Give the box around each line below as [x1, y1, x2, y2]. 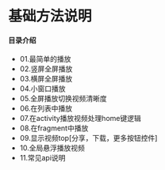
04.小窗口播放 [19, 84, 66, 93]
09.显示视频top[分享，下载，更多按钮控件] [19, 134, 158, 143]
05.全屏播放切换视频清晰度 [19, 94, 107, 104]
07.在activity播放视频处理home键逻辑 [19, 114, 141, 123]
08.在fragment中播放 [19, 123, 89, 133]
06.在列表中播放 [19, 104, 73, 113]
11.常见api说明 [19, 153, 66, 163]
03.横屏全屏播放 [19, 74, 73, 84]
